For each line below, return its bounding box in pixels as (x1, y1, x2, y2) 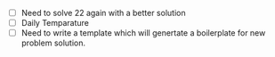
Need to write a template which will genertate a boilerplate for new (20, 28, 266, 38)
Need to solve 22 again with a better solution (20, 8, 186, 18)
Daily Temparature (20, 18, 90, 28)
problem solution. (20, 37, 86, 48)
